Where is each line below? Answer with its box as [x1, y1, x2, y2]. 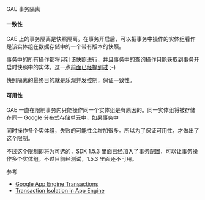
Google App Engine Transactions [15, 180, 99, 188]
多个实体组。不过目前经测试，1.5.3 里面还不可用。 [11, 155, 138, 163]
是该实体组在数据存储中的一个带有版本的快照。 [6, 43, 124, 50]
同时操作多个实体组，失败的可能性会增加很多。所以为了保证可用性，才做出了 [6, 127, 199, 135]
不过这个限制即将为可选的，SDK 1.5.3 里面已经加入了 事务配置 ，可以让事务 [6, 147, 193, 155]
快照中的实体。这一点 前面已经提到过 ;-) [17, 64, 116, 71]
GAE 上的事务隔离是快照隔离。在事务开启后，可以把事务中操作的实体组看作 [6, 35, 196, 43]
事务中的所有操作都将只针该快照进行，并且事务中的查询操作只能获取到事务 [6, 56, 194, 63]
